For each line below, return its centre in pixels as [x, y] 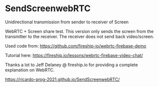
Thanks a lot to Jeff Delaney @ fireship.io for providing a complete [71, 65]
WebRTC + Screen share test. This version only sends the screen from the [79, 31]
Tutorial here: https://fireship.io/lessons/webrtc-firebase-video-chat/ [74, 55]
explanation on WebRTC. [30, 70]
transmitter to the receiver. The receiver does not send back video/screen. [79, 36]
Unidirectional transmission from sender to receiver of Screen [67, 22]
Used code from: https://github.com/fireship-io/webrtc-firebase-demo [76, 46]
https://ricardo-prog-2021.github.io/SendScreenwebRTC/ [62, 79]
